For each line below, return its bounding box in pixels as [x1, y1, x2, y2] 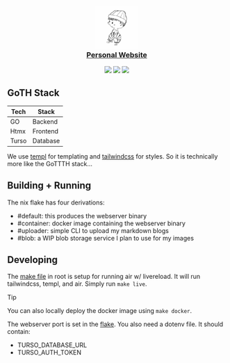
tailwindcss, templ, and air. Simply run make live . [7, 280, 147, 288]
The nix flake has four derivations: [7, 198, 105, 207]
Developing [7, 254, 58, 266]
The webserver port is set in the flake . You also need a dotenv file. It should [7, 320, 224, 328]
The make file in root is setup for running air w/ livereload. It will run [7, 273, 201, 281]
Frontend [32, 127, 59, 136]
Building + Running [7, 179, 92, 192]
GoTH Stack [7, 87, 60, 99]
